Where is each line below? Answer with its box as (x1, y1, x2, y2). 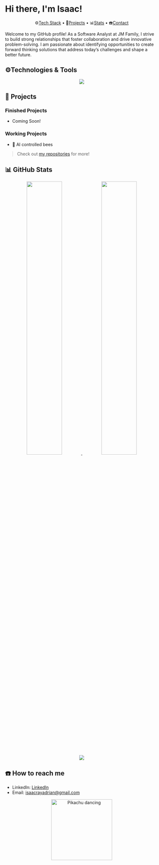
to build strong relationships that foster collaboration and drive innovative (5, 36, 152, 42)
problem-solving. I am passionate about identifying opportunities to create (5, 41, 154, 47)
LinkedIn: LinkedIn (12, 785, 49, 791)
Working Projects (5, 130, 47, 137)
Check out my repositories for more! (17, 151, 90, 157)
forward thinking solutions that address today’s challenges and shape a (5, 46, 148, 52)
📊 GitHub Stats (5, 166, 53, 174)
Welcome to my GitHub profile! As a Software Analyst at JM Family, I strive (5, 31, 155, 37)
